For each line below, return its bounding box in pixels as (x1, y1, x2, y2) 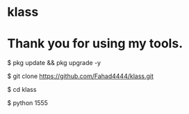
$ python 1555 (7, 99, 49, 107)
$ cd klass (7, 86, 37, 94)
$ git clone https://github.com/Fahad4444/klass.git (7, 72, 154, 80)
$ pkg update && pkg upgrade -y (7, 59, 101, 67)
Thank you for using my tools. (7, 36, 183, 52)
